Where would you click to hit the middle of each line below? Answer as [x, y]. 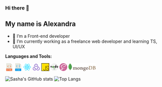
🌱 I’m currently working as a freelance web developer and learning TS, [85, 41]
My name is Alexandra [41, 24]
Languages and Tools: [29, 56]
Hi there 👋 [17, 8]
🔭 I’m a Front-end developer [41, 36]
